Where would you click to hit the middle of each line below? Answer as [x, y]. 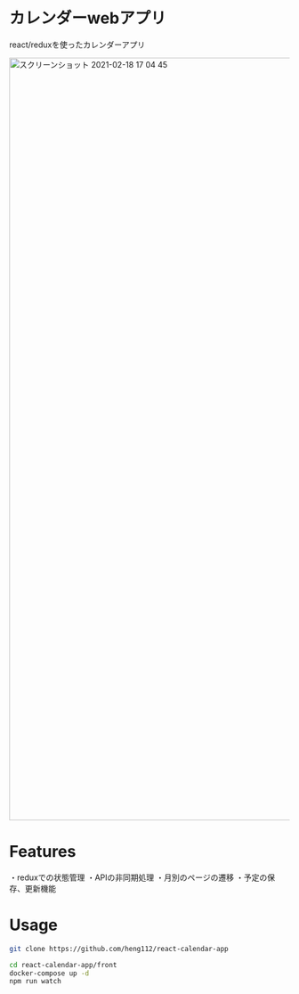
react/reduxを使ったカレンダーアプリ [77, 45]
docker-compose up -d [49, 973]
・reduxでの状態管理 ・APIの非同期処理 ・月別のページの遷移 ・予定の [138, 877]
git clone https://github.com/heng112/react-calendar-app [119, 949]
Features [43, 852]
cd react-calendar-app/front [63, 965]
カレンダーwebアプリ [88, 18]
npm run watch [36, 982]
